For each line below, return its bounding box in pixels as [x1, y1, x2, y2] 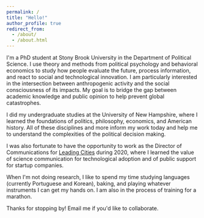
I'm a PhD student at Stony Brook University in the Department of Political [6, 54, 191, 61]
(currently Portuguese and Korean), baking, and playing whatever [6, 180, 171, 187]
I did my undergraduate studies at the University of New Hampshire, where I [6, 111, 198, 118]
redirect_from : [6, 26, 45, 32]
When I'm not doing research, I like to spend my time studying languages [6, 174, 191, 180]
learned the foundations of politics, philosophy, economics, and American [6, 118, 192, 125]
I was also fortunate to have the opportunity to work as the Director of [6, 142, 182, 149]
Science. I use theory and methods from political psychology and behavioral [6, 60, 199, 68]
